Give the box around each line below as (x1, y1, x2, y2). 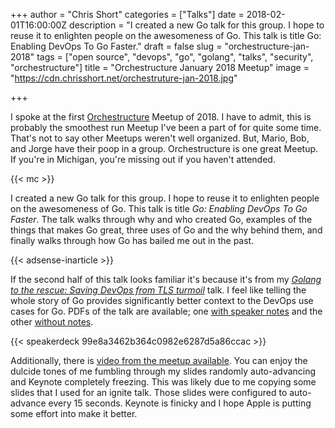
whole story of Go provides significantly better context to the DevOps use (10, 295, 314, 306)
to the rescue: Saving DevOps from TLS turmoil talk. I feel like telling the (10, 284, 307, 296)
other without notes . (10, 316, 94, 328)
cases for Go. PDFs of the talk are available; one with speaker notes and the (10, 305, 323, 317)
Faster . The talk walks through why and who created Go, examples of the (10, 214, 313, 225)
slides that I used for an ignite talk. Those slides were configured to (10, 387, 288, 398)
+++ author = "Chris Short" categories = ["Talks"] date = (10, 9, 245, 20)
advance (10, 397, 47, 409)
